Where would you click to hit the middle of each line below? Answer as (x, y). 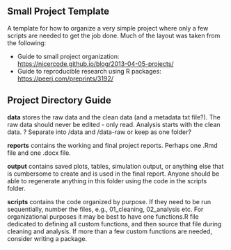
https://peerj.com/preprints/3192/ (65, 78)
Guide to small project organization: (68, 56)
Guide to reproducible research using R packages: (89, 71)
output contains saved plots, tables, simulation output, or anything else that (115, 166)
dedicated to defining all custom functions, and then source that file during (114, 224)
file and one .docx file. (39, 153)
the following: (27, 43)
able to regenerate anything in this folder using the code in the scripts (107, 181)
